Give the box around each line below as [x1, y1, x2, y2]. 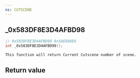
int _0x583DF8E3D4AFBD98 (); [5, 43, 64, 49]
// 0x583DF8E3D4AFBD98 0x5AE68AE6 [5, 39, 77, 44]
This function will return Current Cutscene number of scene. [5, 53, 137, 58]
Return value [5, 66, 46, 75]
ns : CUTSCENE [5, 7, 32, 12]
